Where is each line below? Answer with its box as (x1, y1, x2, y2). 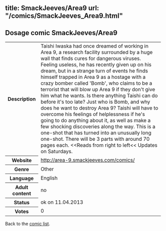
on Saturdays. (40, 148, 73, 155)
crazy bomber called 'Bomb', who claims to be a (40, 80, 152, 87)
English (40, 174, 58, 181)
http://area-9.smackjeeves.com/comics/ (40, 156, 135, 163)
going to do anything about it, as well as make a (40, 117, 151, 124)
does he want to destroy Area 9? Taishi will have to (40, 105, 159, 112)
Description (7, 95, 36, 102)
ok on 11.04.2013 (40, 198, 83, 205)
